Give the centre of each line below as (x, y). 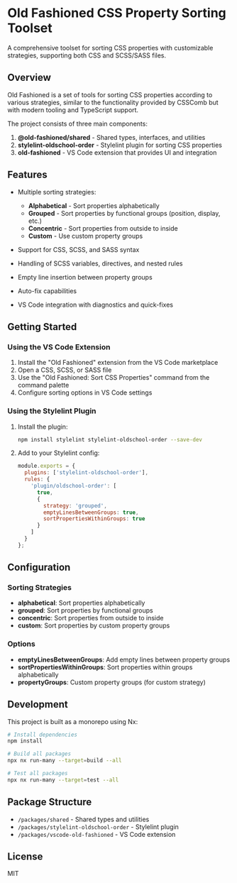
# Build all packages (39, 754)
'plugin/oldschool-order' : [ (74, 486)
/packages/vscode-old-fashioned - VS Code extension (97, 834)
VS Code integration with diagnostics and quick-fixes (95, 305)
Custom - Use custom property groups (86, 236)
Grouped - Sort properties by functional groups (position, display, (124, 213)
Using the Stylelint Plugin (52, 411)
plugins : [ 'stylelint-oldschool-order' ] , (87, 473)
